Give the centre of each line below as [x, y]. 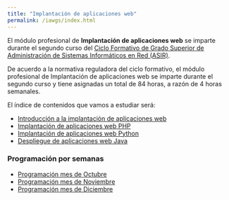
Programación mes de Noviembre [66, 181]
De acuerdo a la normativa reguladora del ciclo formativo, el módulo [106, 69]
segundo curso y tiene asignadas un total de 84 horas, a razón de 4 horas [114, 84]
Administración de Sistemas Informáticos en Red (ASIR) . [89, 55]
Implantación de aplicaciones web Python [78, 133]
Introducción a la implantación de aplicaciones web [92, 118]
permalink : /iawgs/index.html [52, 20]
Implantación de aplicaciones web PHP [74, 126]
